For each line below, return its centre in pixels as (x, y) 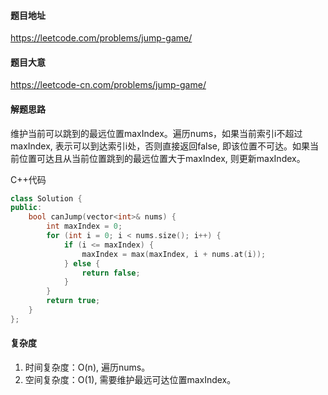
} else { (82, 263)
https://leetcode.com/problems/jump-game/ (101, 38)
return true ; (73, 301)
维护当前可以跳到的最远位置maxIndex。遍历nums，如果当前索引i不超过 (156, 133)
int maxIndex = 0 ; (84, 226)
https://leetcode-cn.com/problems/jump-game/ (108, 85)
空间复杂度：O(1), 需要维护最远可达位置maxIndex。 (130, 380)
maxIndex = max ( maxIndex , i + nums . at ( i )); (174, 254)
